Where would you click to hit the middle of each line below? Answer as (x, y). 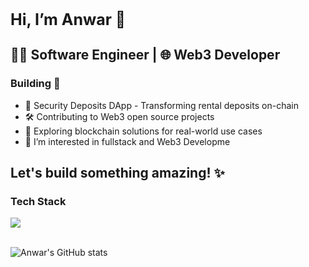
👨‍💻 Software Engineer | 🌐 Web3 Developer (145, 55)
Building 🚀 (35, 84)
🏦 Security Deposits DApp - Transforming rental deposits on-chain (161, 105)
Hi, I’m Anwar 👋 (68, 19)
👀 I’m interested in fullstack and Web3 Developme (127, 141)
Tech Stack (38, 201)
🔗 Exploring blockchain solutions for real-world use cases (143, 131)
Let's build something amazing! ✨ (117, 173)
